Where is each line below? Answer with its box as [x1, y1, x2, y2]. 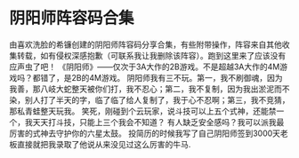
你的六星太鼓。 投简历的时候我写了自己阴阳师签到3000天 [70, 128, 281, 138]
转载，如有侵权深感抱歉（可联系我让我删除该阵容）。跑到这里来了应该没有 [16, 50, 287, 60]
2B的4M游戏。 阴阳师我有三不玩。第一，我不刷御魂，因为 [70, 72, 283, 83]
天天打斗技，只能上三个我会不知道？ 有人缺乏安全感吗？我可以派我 [32, 116, 277, 127]
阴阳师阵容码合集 [9, 8, 135, 28]
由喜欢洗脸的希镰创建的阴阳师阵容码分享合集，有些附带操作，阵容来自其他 [9, 39, 282, 50]
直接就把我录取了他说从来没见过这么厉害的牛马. [16, 138, 191, 149]
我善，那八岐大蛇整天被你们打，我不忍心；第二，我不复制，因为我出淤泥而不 [9, 83, 290, 94]
